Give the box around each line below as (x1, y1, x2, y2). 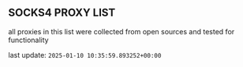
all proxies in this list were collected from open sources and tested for (8, 26, 235, 36)
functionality (8, 35, 49, 44)
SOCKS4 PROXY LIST (8, 6, 116, 19)
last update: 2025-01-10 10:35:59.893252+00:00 (8, 50, 162, 59)
